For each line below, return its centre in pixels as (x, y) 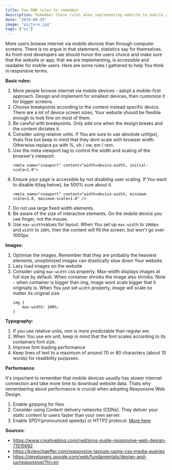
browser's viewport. (34, 156)
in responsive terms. (27, 71)
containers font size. (34, 342)
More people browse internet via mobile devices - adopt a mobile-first (87, 91)
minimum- (139, 194)
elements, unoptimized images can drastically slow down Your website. (88, 261)
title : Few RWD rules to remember (42, 10)
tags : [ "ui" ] (19, 29)
